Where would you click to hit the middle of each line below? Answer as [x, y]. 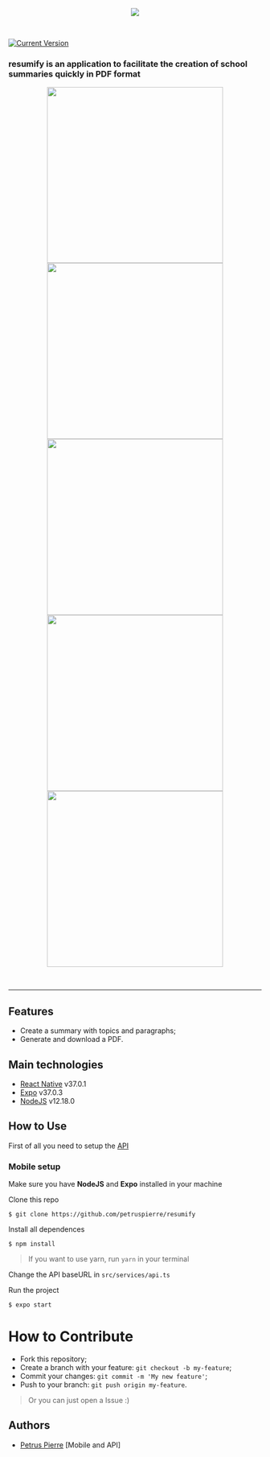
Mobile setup [35, 1167]
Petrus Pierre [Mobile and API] [70, 1445]
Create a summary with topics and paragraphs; [98, 1031]
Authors [29, 1425]
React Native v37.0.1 [53, 1084]
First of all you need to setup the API [69, 1146]
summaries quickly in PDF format [74, 74]
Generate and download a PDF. [72, 1039]
